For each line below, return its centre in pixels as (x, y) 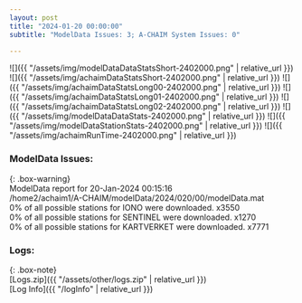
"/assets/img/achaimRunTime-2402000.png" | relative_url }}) (123, 136)
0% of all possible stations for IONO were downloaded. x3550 (125, 207)
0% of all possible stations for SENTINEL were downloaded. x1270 (133, 217)
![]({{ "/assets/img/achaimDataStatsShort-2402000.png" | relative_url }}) (145, 78)
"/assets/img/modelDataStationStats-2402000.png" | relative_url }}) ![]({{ (146, 126)
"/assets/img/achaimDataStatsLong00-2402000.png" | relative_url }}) (151, 88)
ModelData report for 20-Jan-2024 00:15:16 (91, 188)
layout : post (34, 18)
